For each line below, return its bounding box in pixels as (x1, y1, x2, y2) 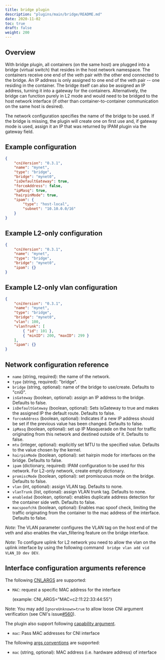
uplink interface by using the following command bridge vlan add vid (5, 544, 149, 550)
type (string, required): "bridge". (12, 379, 77, 384)
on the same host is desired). (5, 103, 64, 109)
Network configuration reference (5, 360, 109, 369)
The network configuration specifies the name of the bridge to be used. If (5, 113, 155, 119)
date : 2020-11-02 (5, 16, 41, 21)
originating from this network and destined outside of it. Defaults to (12, 431, 149, 437)
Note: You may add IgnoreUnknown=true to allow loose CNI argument (5, 606, 144, 612)
